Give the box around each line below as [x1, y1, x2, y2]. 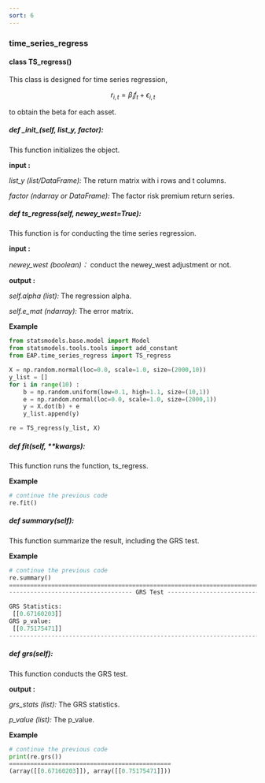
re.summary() [9, 573, 52, 582]
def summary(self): [9, 516, 75, 525]
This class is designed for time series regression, [9, 74, 168, 84]
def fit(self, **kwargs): [9, 441, 86, 450]
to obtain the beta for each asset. [9, 107, 117, 117]
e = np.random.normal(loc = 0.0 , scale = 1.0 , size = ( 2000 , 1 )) [23, 395, 217, 403]
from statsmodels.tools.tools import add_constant [9, 345, 179, 352]
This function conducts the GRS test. [9, 669, 128, 678]
